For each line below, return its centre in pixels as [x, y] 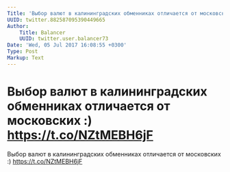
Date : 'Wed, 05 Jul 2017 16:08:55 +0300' [67, 45]
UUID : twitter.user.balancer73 [64, 39]
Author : [18, 26]
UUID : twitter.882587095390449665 [56, 20]
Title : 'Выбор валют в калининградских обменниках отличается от [102, 13]
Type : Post [23, 52]
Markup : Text [26, 58]
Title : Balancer [43, 32]
